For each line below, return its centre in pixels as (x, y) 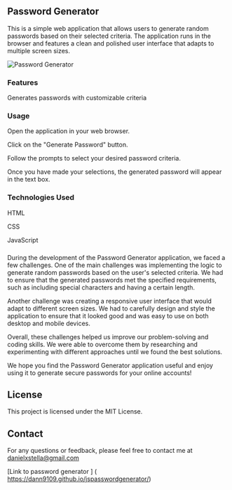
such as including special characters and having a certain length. (101, 287)
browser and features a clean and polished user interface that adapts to (111, 43)
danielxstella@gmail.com (43, 458)
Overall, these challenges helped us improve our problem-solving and (108, 336)
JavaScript (23, 240)
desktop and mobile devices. (49, 323)
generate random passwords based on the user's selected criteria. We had (115, 272)
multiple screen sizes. (39, 50)
